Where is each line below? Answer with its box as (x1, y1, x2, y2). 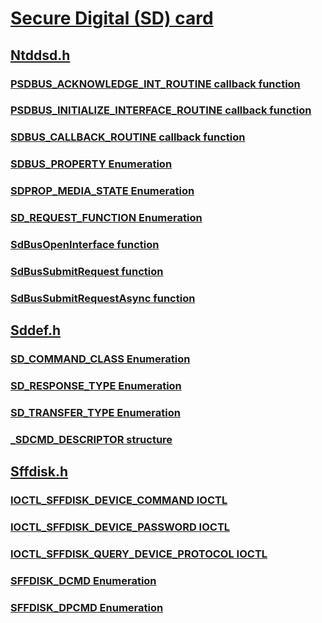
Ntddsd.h (10, 47, 71, 64)
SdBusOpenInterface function (10, 238, 160, 252)
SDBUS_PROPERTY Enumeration (10, 157, 173, 171)
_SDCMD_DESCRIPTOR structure (10, 432, 173, 446)
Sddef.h (10, 322, 61, 339)
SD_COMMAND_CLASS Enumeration (10, 352, 191, 366)
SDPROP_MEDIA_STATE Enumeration (10, 184, 195, 198)
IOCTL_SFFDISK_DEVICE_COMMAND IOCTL (10, 493, 228, 507)
